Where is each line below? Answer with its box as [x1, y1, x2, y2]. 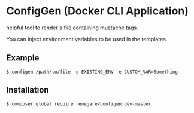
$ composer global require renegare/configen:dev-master [6, 100, 151, 107]
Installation [6, 85, 49, 95]
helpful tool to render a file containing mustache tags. [6, 24, 139, 31]
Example [6, 53, 40, 63]
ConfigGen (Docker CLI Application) [6, 4, 189, 18]
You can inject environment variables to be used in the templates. [6, 35, 168, 42]
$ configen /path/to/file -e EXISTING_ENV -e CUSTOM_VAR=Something [6, 69, 178, 75]
